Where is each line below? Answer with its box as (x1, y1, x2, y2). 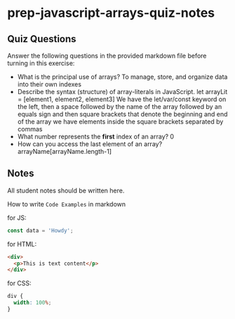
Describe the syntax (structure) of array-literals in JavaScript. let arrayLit (17, 88, 228, 96)
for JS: (7, 213, 27, 222)
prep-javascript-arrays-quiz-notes (7, 5, 215, 21)
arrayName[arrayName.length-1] (17, 148, 112, 155)
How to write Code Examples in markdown (7, 200, 126, 208)
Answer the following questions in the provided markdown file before (7, 51, 207, 60)
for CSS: (7, 279, 32, 287)
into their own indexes (17, 80, 82, 89)
